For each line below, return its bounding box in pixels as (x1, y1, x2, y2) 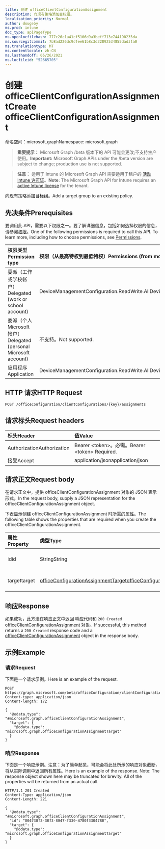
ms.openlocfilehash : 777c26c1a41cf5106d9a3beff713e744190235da (5, 35, 137, 40)
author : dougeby (5, 21, 38, 26)
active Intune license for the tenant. (17, 183, 89, 189)
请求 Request (5, 664, 36, 671)
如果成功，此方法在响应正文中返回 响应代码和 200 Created (5, 616, 122, 622)
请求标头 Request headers (5, 417, 84, 425)
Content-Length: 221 (5, 797, 48, 802)
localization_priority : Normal (5, 16, 69, 21)
